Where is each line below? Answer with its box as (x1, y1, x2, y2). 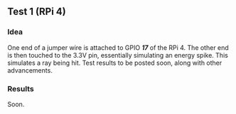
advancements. (7, 66, 53, 74)
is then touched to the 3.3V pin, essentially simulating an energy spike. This (7, 51, 229, 59)
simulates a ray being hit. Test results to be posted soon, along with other (7, 58, 222, 67)
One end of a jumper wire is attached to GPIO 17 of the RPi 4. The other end (7, 43, 229, 52)
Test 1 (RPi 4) (7, 6, 66, 18)
